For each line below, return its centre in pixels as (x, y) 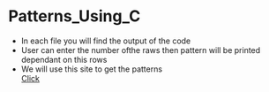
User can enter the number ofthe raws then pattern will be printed (141, 50)
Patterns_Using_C (75, 16)
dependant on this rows (64, 59)
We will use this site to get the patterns (92, 69)
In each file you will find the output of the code (106, 41)
